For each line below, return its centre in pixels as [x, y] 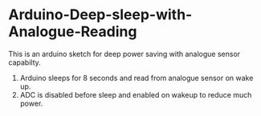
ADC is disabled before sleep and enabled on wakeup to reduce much [136, 94]
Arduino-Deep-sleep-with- [100, 15]
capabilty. [25, 62]
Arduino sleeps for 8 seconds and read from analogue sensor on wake [137, 78]
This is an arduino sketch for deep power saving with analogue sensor [124, 54]
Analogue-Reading [73, 32]
